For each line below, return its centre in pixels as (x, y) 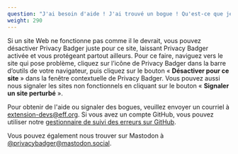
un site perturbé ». (35, 93)
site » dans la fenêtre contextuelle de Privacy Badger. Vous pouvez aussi (114, 78)
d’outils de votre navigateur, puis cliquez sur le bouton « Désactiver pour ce (118, 71)
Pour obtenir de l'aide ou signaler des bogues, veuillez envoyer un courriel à (119, 107)
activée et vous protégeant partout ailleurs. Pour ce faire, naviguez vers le (115, 55)
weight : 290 (25, 20)
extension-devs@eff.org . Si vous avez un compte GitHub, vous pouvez (110, 114)
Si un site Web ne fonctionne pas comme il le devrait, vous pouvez (104, 40)
